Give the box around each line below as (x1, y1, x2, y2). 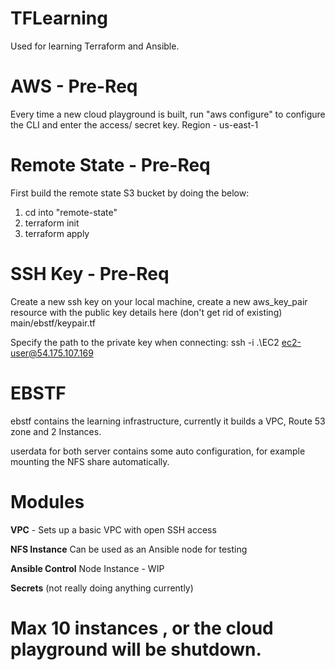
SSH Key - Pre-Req (10, 263, 170, 285)
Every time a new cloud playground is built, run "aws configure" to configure (10, 108, 326, 120)
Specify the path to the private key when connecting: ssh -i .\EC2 (10, 336, 280, 348)
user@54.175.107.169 (10, 347, 94, 359)
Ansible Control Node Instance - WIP (10, 562, 165, 574)
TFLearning (10, 7, 108, 30)
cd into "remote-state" (24, 206, 118, 218)
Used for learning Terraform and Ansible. (10, 40, 180, 52)
